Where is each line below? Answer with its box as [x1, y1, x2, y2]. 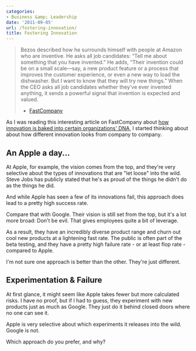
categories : [6, 8, 35, 15]
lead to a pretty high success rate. [6, 199, 89, 206]
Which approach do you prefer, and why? [6, 338, 106, 345]
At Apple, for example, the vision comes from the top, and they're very [6, 163, 176, 170]
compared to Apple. [6, 246, 54, 254]
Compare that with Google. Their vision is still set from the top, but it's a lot [6, 211, 187, 218]
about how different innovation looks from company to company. [6, 131, 162, 138]
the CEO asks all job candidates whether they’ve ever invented [20, 84, 171, 91]
